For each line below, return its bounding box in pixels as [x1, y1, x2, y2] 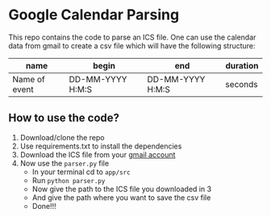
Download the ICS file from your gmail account [19, 149, 176, 159]
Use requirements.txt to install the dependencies [19, 141, 182, 151]
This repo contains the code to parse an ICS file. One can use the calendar [8, 32, 256, 42]
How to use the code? [8, 111, 119, 125]
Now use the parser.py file [19, 158, 110, 168]
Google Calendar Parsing [8, 6, 180, 24]
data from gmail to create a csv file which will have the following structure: [8, 40, 256, 50]
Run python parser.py [31, 175, 106, 185]
